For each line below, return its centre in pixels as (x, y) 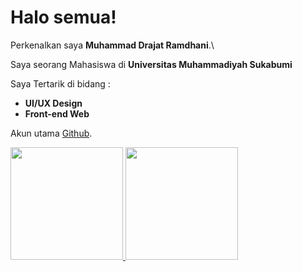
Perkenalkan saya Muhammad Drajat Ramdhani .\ (112, 45)
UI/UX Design (53, 103)
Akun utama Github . (51, 133)
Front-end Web (57, 113)
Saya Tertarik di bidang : (60, 83)
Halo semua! (63, 17)
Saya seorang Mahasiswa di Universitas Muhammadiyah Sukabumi (151, 64)
